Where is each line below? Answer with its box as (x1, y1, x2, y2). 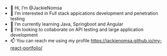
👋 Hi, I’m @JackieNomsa (10, 5, 62, 11)
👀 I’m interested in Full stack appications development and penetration (10, 10, 158, 16)
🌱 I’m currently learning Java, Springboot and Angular (10, 21, 124, 27)
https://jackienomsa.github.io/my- (90, 38, 162, 43)
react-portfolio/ (10, 45, 42, 51)
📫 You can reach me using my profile (10, 38, 90, 43)
